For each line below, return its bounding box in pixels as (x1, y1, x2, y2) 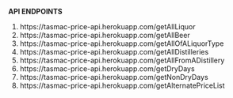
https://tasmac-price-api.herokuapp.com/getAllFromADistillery (19, 55, 225, 65)
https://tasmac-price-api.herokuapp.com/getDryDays (19, 64, 196, 73)
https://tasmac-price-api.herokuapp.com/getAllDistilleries (19, 47, 209, 56)
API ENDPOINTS (8, 7, 63, 16)
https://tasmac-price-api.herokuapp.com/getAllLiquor (19, 22, 196, 31)
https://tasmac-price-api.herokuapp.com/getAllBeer (19, 31, 190, 40)
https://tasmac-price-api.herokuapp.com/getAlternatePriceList (19, 81, 225, 90)
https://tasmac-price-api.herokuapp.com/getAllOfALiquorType (19, 39, 224, 48)
